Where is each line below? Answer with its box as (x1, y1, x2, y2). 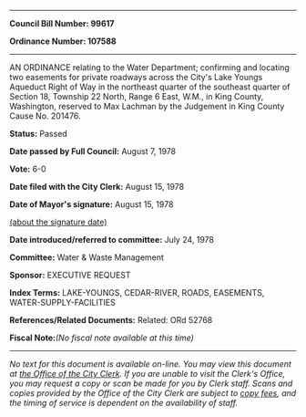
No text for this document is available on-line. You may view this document (9, 359, 291, 370)
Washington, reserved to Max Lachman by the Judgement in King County (9, 101, 285, 111)
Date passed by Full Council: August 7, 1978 (9, 146, 176, 156)
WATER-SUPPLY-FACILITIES (9, 297, 116, 308)
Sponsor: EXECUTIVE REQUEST (9, 270, 131, 280)
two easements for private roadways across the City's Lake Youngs (9, 72, 263, 82)
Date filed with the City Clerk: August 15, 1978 (9, 182, 185, 192)
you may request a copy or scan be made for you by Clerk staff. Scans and (9, 378, 293, 389)
